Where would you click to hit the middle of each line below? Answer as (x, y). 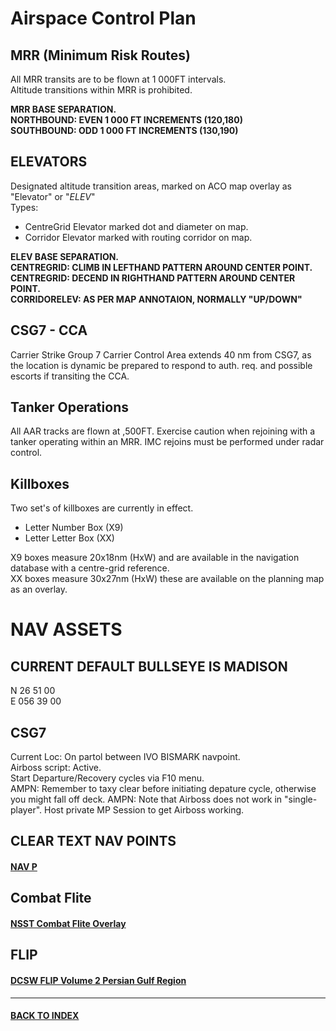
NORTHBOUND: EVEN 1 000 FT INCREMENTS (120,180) (126, 120)
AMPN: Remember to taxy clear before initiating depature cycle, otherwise (163, 789)
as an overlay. (39, 589)
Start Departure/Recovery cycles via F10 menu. (107, 778)
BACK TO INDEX (45, 1016)
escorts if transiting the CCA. (70, 376)
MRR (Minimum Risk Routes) (100, 55)
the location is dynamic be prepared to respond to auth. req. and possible (161, 365)
